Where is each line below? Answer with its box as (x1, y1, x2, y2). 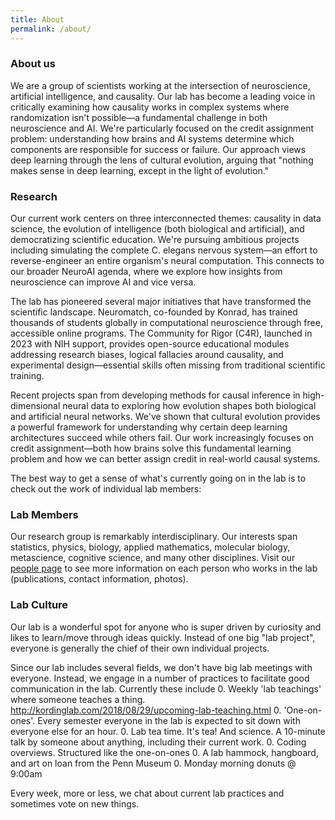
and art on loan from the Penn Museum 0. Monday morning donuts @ (10, 757, 297, 769)
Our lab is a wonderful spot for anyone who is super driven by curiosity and (10, 621, 322, 633)
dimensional (10, 400, 61, 412)
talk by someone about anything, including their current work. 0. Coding (10, 736, 307, 748)
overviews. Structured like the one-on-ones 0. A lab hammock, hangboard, (10, 746, 319, 758)
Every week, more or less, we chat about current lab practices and (10, 787, 285, 799)
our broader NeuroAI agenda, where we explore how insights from (10, 266, 283, 278)
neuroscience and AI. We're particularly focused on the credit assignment (10, 122, 315, 134)
